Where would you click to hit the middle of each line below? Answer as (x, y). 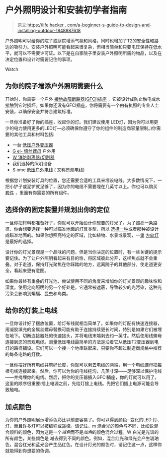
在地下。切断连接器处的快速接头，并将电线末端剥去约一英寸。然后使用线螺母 (83, 336)
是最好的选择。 (20, 241)
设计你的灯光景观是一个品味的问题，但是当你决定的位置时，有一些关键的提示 (83, 252)
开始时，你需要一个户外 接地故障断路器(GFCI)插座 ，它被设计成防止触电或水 (83, 99)
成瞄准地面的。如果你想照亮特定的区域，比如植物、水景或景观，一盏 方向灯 (82, 235)
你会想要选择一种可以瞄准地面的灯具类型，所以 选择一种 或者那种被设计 (86, 229)
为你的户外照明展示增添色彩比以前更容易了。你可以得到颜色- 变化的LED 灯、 (83, 420)
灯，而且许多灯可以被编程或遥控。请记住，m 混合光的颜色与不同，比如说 (80, 426)
